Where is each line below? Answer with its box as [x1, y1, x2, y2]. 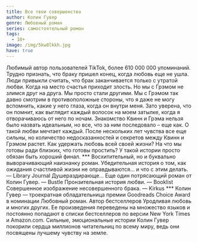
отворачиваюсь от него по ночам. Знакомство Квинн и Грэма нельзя [6, 115, 184, 122]
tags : [6, 31, 20, 37]
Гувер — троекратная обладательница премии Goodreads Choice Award [6, 191, 191, 198]
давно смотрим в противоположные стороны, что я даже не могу [6, 96, 175, 103]
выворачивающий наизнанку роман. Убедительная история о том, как [6, 159, 187, 166]
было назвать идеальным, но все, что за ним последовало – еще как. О [6, 121, 189, 128]
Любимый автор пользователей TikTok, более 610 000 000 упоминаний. [6, 64, 191, 71]
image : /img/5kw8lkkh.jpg [6, 42, 70, 48]
